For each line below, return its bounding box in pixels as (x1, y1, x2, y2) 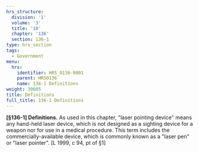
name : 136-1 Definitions (17, 81, 79, 87)
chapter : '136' (11, 31, 49, 37)
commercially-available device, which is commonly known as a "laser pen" (6, 132, 189, 140)
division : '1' (11, 14, 46, 20)
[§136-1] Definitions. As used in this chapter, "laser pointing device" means (6, 114, 192, 121)
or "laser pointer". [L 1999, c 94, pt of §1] (6, 139, 106, 146)
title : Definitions (6, 92, 55, 98)
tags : (6, 48, 20, 54)
